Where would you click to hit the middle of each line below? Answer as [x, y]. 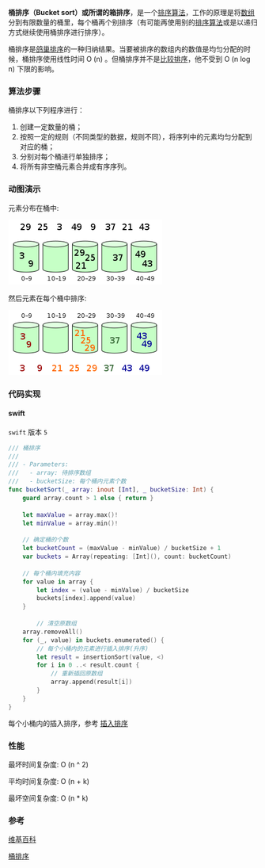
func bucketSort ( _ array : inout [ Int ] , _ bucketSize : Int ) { [111, 490]
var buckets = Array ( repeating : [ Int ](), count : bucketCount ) [127, 557]
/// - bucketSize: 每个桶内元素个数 [67, 482]
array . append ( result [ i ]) [91, 682]
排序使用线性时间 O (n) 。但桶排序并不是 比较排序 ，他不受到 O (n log [140, 59]
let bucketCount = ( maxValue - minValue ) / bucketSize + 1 [122, 549]
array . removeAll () [53, 632]
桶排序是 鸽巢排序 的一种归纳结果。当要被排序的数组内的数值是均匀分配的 [126, 49]
